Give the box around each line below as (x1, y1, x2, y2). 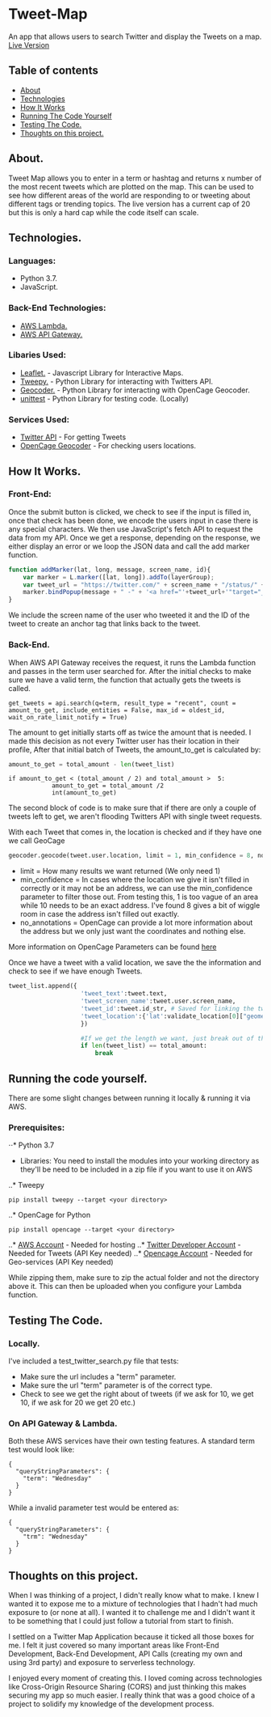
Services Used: (8, 413, 70, 425)
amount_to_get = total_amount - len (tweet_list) (8, 760, 175, 769)
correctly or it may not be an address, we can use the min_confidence (19, 884, 252, 893)
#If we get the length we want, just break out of (80, 1034, 254, 1042)
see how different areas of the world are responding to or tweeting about (8, 190, 251, 200)
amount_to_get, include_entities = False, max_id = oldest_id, (8, 706, 226, 714)
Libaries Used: (8, 350, 67, 361)
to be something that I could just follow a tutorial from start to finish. (8, 1616, 234, 1626)
